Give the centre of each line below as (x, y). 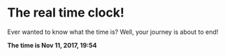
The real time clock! (66, 13)
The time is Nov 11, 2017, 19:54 (52, 45)
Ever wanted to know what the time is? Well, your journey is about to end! (113, 32)
